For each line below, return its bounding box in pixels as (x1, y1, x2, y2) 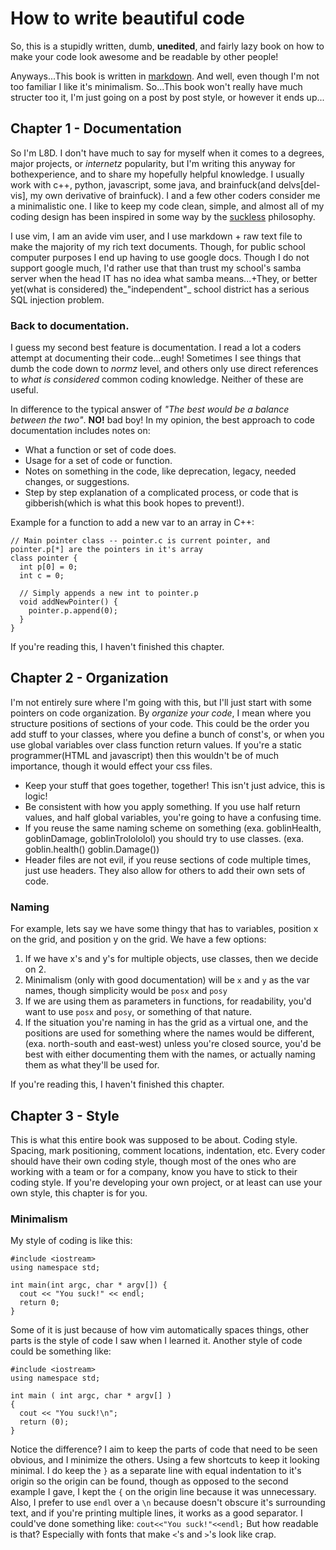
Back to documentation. (10, 318, 130, 332)
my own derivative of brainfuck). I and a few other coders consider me (29, 189, 321, 201)
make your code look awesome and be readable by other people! (10, 50, 279, 62)
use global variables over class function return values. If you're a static (10, 738, 302, 751)
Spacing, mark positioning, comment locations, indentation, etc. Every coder (10, 1144, 326, 1156)
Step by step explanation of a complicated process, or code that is (24, 487, 299, 499)
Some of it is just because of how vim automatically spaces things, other (10, 1324, 310, 1336)
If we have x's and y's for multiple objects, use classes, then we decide (24, 953, 319, 965)
